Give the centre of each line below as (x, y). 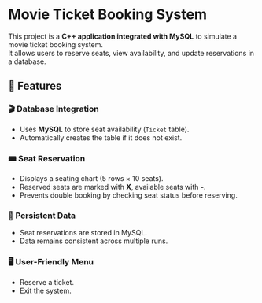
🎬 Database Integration (54, 109)
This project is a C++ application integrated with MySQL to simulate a (123, 36)
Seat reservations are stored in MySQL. (83, 233)
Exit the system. (46, 290)
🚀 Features (35, 86)
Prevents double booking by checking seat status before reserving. (128, 195)
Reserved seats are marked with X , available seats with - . (113, 187)
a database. (27, 61)
